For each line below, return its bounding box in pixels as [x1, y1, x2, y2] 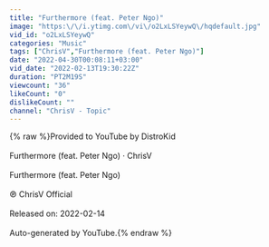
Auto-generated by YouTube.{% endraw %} [9, 228, 173, 239]
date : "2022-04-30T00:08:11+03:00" [9, 55, 144, 64]
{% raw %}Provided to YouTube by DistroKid [9, 131, 177, 142]
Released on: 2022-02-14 [9, 208, 106, 219]
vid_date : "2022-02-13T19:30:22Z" [9, 64, 140, 74]
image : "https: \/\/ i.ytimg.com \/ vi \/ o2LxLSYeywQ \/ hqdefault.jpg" [9, 22, 261, 31]
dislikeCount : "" [9, 97, 75, 107]
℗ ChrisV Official [9, 189, 72, 200]
